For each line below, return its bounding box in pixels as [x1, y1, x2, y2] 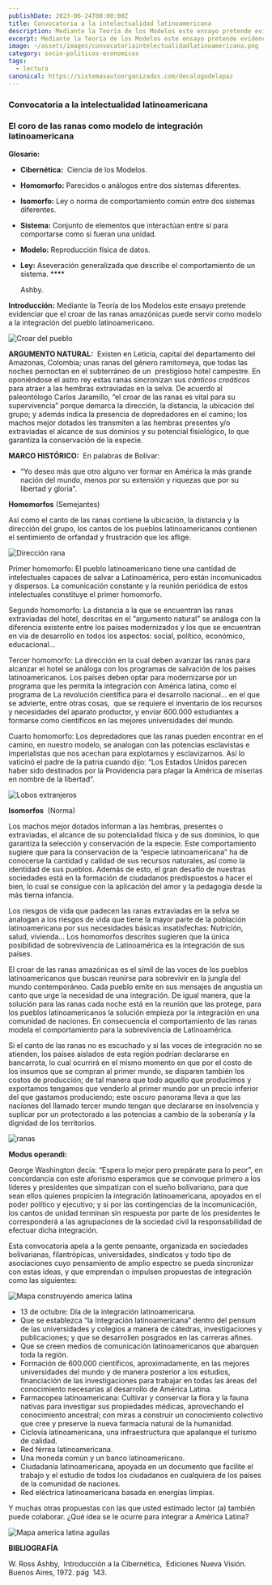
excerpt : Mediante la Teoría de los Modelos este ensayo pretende [8, 34, 237, 43]
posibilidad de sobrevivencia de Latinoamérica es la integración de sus [8, 940, 245, 950]
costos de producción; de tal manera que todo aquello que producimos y [8, 1075, 252, 1084]
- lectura [15, 65, 49, 73]
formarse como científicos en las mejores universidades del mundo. [8, 715, 235, 725]
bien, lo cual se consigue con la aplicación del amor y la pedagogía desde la [8, 881, 263, 891]
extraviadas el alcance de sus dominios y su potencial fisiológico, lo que [8, 426, 249, 436]
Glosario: [8, 149, 40, 159]
